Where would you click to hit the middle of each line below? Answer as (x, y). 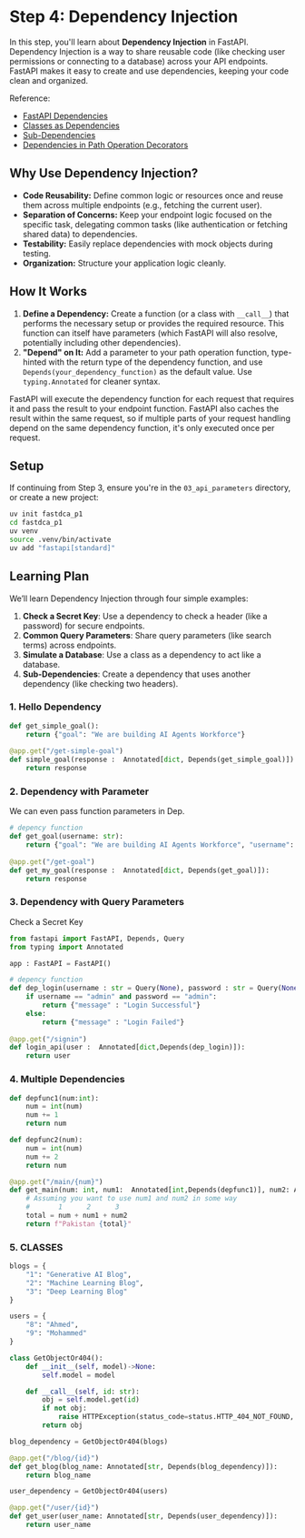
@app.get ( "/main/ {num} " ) (56, 1181)
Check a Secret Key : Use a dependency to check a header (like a (145, 616)
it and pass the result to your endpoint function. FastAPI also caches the (144, 408)
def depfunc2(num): (46, 1140)
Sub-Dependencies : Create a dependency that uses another (137, 674)
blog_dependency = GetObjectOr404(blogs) (89, 1442)
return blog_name (59, 1475)
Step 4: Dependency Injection (124, 17)
